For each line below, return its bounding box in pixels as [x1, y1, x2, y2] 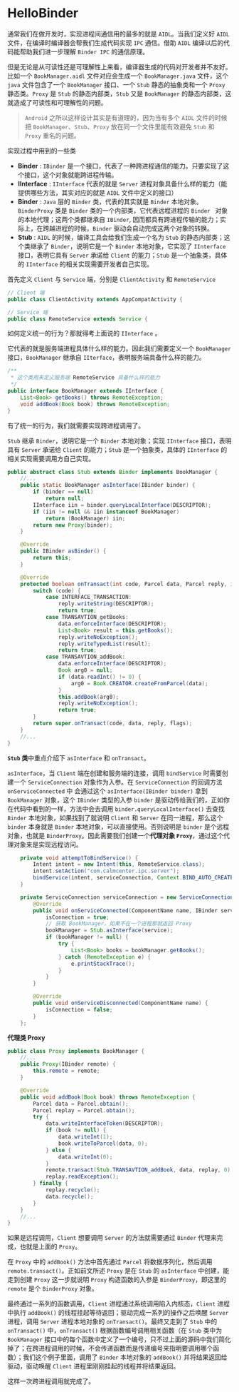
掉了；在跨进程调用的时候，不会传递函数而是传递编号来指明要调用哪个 [7, 1344, 213, 1353]
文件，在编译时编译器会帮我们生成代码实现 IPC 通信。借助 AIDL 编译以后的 [7, 38, 224, 47]
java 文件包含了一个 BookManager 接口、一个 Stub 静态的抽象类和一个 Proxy [7, 80, 225, 89]
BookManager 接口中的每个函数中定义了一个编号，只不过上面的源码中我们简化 [7, 1335, 231, 1343]
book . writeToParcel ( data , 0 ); [58, 1140, 148, 1147]
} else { [45, 1146, 72, 1154]
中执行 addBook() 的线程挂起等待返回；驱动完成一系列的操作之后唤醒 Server [7, 1308, 229, 1317]
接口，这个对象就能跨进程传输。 [23, 170, 118, 179]
